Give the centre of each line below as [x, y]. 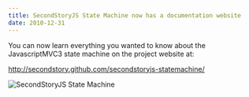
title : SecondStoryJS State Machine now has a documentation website [125, 15]
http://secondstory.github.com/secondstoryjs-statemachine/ [106, 69]
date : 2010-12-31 [37, 23]
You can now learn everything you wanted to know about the [107, 45]
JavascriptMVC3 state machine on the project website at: [101, 54]
